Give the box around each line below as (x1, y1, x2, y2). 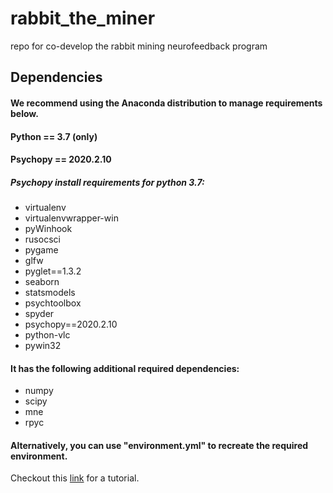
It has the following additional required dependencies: (10, 362, 240, 374)
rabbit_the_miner (10, 7, 156, 30)
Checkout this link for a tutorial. (10, 472, 140, 484)
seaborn (24, 276, 60, 288)
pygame (24, 244, 59, 256)
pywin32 (24, 340, 62, 352)
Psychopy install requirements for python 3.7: (10, 176, 205, 188)
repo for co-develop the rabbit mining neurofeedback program (10, 40, 268, 52)
